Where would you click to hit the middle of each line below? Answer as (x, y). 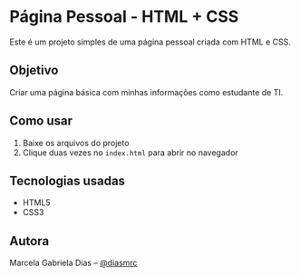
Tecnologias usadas (67, 180)
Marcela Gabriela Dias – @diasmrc (73, 263)
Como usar (41, 121)
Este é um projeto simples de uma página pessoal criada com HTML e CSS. (150, 42)
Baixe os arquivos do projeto (76, 143)
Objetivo (34, 70)
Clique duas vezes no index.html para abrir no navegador (130, 153)
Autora (29, 241)
